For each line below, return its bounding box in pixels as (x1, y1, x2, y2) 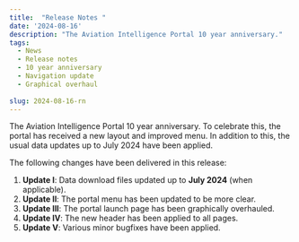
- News (17, 47, 42, 56)
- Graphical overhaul (17, 80, 99, 89)
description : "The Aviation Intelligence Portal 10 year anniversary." (9, 30, 283, 39)
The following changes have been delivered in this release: (9, 158, 227, 169)
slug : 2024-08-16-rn (9, 96, 87, 106)
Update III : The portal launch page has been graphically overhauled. (22, 203, 276, 214)
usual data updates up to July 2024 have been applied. (9, 140, 214, 151)
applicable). (22, 185, 66, 195)
